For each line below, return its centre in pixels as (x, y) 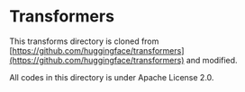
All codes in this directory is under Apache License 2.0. (112, 77)
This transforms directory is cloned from (84, 41)
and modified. (212, 60)
